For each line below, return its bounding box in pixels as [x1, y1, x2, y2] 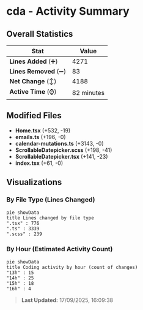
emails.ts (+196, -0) [15, 133, 66, 140]
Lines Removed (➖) [9, 67, 66, 75]
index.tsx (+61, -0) [15, 159, 64, 167]
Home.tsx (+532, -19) [15, 127, 71, 134]
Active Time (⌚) [9, 88, 57, 96]
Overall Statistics [6, 29, 73, 39]
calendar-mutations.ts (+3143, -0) [15, 140, 104, 147]
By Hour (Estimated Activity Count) [6, 245, 113, 254]
